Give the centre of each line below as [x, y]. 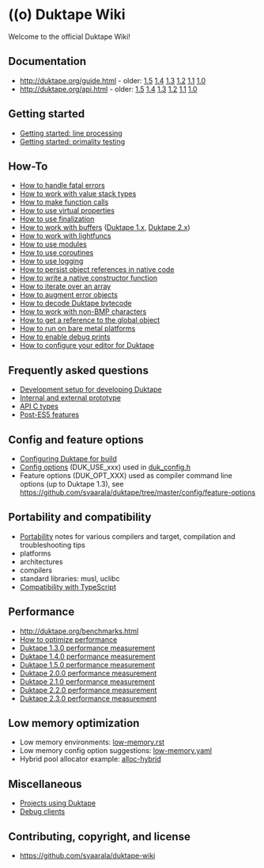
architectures [41, 561]
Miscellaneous [45, 784]
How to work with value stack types [78, 194]
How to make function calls [64, 202]
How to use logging [51, 261]
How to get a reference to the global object [90, 320]
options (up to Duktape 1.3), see [72, 484]
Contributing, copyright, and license [100, 837]
